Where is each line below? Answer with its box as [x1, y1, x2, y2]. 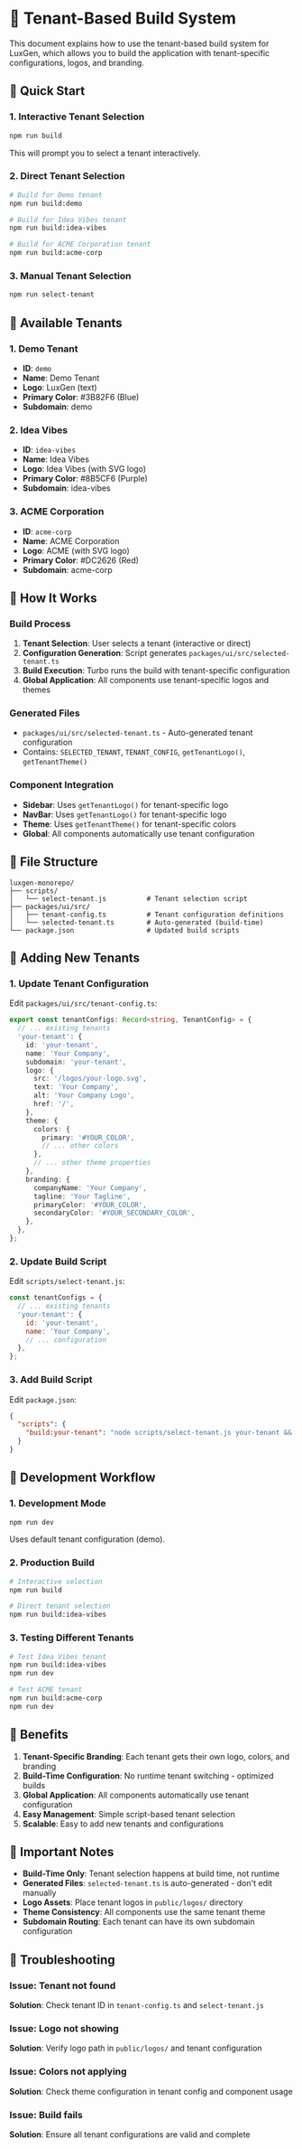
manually [22, 1888, 57, 1899]
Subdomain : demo [22, 401, 93, 412]
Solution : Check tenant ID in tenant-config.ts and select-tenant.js [9, 2000, 264, 2011]
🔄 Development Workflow [9, 1470, 156, 1486]
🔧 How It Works [9, 590, 97, 605]
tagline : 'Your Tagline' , [32, 1192, 131, 1201]
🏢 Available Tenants [9, 315, 124, 331]
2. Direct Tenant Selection [9, 170, 125, 183]
